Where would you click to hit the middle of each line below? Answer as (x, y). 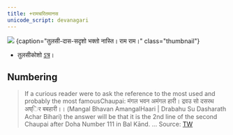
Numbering (32, 77)
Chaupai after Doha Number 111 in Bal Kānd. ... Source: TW (108, 124)
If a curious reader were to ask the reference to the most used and (120, 94)
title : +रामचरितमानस (33, 14)
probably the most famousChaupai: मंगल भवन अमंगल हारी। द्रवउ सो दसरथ (119, 101)
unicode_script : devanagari (48, 20)
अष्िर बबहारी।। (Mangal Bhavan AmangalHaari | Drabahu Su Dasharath (125, 109)
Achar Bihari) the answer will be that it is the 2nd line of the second (121, 117)
